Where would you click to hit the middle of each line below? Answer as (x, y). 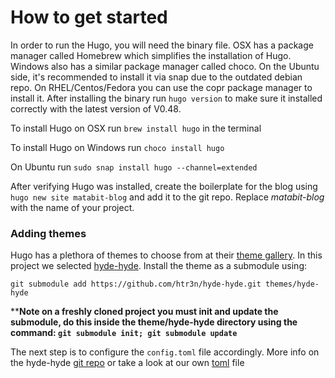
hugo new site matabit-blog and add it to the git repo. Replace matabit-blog (167, 197)
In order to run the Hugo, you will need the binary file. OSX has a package (162, 45)
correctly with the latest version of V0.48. (96, 108)
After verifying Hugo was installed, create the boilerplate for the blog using (164, 186)
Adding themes (48, 233)
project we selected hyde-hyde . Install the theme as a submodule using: (158, 266)
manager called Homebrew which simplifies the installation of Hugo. (151, 55)
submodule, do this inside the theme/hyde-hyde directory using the (154, 322)
